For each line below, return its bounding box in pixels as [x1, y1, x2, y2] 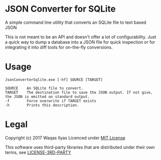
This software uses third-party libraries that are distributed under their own [5, 144, 155, 150]
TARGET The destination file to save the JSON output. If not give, [5, 90, 153, 95]
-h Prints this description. [5, 103, 79, 108]
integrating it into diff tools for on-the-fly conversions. [5, 44, 113, 50]
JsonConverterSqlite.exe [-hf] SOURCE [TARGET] [5, 77, 103, 82]
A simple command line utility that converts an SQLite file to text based [5, 19, 146, 25]
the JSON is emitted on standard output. [5, 94, 90, 99]
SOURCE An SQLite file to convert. [5, 86, 83, 91]
